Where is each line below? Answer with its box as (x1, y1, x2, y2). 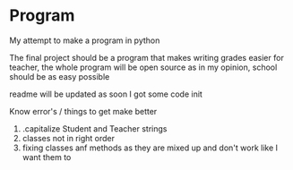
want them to (22, 151, 72, 162)
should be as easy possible (9, 71, 110, 81)
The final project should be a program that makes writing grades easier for (9, 52, 284, 63)
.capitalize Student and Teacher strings (22, 123, 168, 134)
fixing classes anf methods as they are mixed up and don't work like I (22, 142, 279, 153)
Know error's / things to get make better (9, 106, 158, 116)
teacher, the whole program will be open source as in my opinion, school (9, 62, 278, 72)
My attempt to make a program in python (9, 35, 160, 46)
